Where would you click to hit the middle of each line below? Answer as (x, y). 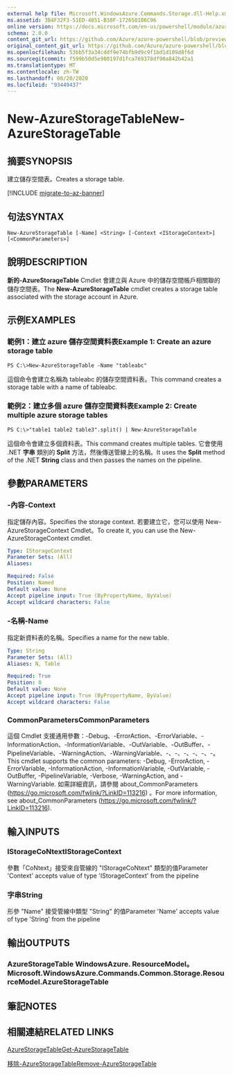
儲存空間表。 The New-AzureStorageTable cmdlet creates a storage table (113, 288)
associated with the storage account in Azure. (73, 297)
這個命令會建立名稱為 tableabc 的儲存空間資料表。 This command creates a (114, 379)
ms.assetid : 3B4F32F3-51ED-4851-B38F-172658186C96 (82, 20)
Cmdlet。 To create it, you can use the (124, 530)
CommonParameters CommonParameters (79, 720)
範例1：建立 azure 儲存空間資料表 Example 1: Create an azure (109, 342)
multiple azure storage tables (58, 416)
